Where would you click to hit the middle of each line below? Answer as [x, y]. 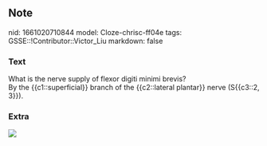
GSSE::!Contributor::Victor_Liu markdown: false [86, 41]
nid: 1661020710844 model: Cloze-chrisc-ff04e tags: [95, 32]
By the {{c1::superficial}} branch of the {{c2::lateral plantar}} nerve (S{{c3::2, [134, 88]
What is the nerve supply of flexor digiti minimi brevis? [97, 79]
